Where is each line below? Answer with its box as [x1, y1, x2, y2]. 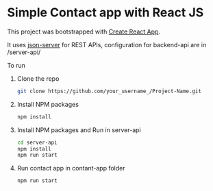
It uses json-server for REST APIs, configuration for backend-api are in [7, 40, 207, 49]
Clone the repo [16, 74, 60, 83]
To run [7, 61, 26, 69]
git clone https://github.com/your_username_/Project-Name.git [16, 88, 202, 94]
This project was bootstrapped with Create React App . [7, 27, 161, 36]
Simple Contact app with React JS [7, 5, 204, 21]
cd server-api [16, 139, 58, 146]
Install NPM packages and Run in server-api [16, 125, 142, 134]
